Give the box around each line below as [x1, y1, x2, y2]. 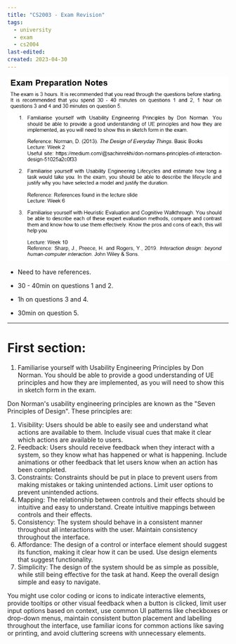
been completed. [17, 466, 67, 474]
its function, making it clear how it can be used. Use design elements [17, 548, 218, 557]
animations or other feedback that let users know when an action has [17, 458, 218, 466]
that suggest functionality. [17, 555, 93, 564]
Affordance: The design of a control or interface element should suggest [17, 540, 228, 549]
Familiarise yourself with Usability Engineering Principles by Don [17, 364, 204, 372]
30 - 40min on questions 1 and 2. [17, 282, 114, 290]
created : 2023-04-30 [7, 56, 68, 63]
